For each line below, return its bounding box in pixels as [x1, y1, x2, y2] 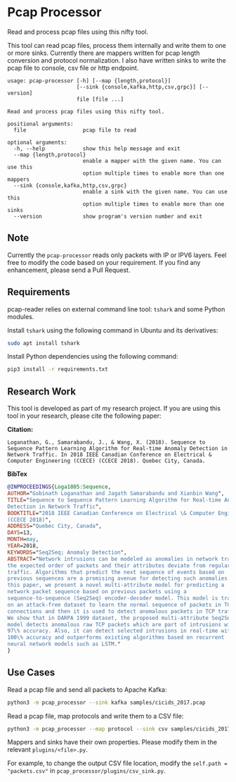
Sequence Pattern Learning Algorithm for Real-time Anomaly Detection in [7, 445, 228, 452]
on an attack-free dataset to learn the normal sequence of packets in [7, 601, 221, 608]
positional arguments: [7, 120, 74, 128]
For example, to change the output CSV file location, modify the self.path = [7, 759, 228, 768]
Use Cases [7, 666, 55, 678]
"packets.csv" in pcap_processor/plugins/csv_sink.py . [7, 767, 166, 775]
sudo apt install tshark [7, 340, 80, 347]
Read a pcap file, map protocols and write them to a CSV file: [7, 712, 184, 720]
